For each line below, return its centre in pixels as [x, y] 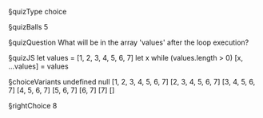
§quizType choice [38, 12]
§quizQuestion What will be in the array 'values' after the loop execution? [129, 42]
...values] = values [39, 66]
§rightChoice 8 [33, 106]
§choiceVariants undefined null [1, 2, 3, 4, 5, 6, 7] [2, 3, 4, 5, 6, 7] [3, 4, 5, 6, [132, 82]
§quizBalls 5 [28, 27]
